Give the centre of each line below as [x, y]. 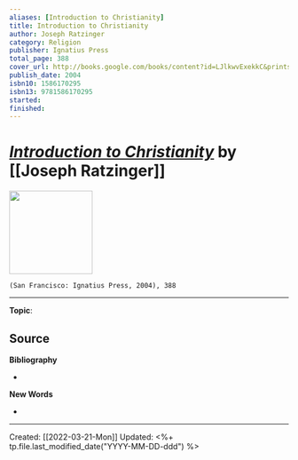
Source [30, 338]
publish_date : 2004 [45, 75]
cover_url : [29, 67]
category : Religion [45, 42]
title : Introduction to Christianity [79, 26]
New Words [31, 394]
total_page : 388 [39, 59]
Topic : [21, 311]
